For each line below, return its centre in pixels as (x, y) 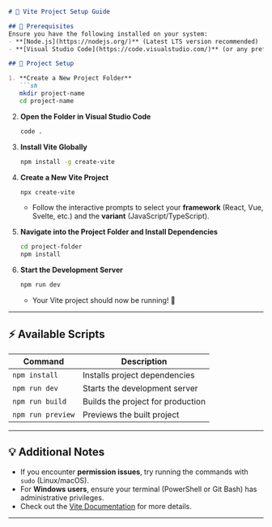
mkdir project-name (52, 93)
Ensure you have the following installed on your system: (108, 34)
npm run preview (44, 415)
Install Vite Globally (53, 147)
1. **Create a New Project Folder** (70, 78)
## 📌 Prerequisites (41, 26)
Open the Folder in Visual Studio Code (85, 116)
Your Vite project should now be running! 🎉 (104, 300)
